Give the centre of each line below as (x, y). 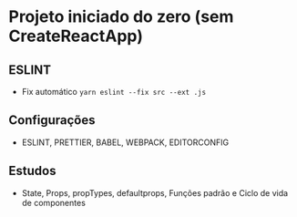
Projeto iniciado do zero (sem (121, 17)
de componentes (53, 202)
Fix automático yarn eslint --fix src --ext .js (114, 92)
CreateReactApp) (76, 36)
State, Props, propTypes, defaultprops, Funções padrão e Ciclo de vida (155, 192)
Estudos (32, 171)
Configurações (52, 120)
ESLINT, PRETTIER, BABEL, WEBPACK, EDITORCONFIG (125, 142)
